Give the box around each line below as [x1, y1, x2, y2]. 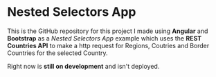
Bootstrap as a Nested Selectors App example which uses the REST [7, 34, 202, 42]
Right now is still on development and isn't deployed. [7, 62, 160, 70]
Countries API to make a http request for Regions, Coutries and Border [7, 41, 210, 49]
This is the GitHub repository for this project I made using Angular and [7, 27, 208, 35]
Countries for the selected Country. [7, 49, 109, 57]
